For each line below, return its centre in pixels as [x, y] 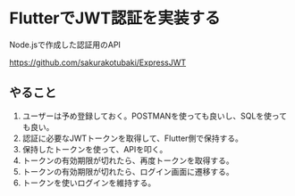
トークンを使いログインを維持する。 [89, 183]
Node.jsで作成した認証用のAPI [65, 45]
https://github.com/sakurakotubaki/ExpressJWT [98, 62]
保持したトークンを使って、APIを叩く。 [95, 149]
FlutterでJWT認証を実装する [115, 18]
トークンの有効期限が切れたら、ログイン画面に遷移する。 [128, 171]
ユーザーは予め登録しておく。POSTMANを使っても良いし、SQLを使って [155, 116]
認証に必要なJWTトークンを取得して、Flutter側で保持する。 [132, 138]
